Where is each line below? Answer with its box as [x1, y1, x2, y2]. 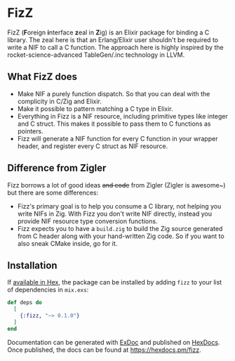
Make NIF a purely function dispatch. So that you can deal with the [17, 89, 210, 98]
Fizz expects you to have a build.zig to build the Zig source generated [17, 224, 223, 232]
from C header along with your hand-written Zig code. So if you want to [17, 232, 224, 240]
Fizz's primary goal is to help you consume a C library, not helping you [17, 202, 222, 210]
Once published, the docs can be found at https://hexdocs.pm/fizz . [7, 346, 201, 354]
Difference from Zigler [7, 162, 107, 174]
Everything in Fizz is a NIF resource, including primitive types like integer [17, 112, 228, 120]
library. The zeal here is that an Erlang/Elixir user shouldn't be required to [7, 35, 219, 44]
